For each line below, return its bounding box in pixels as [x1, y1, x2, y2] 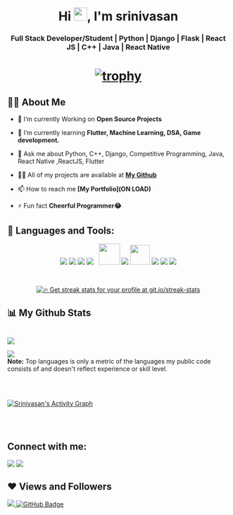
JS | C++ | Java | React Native [66, 42, 170, 52]
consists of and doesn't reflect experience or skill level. [7, 364, 168, 373]
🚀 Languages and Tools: [7, 224, 115, 236]
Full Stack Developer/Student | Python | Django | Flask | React [10, 34, 227, 44]
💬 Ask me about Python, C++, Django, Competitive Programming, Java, [17, 150, 225, 158]
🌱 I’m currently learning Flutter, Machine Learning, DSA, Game [17, 129, 201, 137]
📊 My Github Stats [7, 307, 92, 319]
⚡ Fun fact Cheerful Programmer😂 [17, 201, 122, 210]
